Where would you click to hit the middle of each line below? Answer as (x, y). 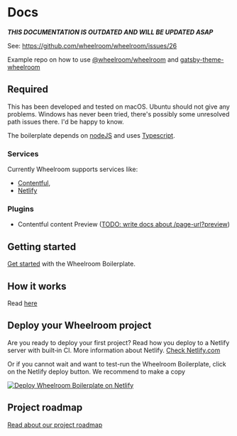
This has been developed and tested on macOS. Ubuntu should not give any (119, 107)
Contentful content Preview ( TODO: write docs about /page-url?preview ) (124, 224)
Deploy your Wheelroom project (79, 326)
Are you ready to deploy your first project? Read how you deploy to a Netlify (118, 342)
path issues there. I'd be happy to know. (66, 121)
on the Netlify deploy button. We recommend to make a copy (97, 371)
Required (28, 89)
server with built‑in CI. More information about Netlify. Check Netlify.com (114, 350)
